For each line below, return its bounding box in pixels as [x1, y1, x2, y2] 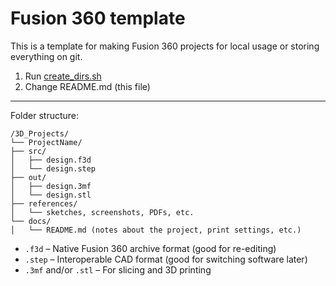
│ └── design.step [10, 163, 97, 174]
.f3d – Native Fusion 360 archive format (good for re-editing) [24, 242, 277, 254]
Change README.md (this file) [24, 80, 151, 92]
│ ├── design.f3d [10, 155, 92, 165]
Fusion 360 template [10, 7, 186, 30]
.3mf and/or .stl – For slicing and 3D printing [24, 263, 212, 276]
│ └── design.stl [10, 190, 92, 200]
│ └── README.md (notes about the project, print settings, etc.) [10, 225, 302, 235]
